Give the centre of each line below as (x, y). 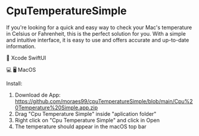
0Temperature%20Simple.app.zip (56, 107)
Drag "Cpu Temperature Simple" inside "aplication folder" (85, 113)
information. (21, 46)
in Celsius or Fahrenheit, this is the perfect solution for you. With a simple (96, 33)
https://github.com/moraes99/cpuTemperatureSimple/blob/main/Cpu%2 (104, 101)
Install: (14, 83)
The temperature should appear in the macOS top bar (81, 126)
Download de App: (38, 95)
